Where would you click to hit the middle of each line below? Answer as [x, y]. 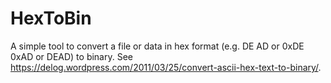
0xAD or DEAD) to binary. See [71, 56]
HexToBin [51, 18]
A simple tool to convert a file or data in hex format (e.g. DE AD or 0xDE [157, 46]
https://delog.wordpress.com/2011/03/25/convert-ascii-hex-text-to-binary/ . [166, 67]
